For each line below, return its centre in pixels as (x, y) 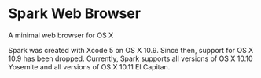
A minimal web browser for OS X (61, 35)
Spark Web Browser (75, 14)
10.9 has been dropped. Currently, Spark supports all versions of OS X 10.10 (130, 58)
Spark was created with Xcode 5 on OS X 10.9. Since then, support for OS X (131, 50)
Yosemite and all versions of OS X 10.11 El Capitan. (89, 66)
